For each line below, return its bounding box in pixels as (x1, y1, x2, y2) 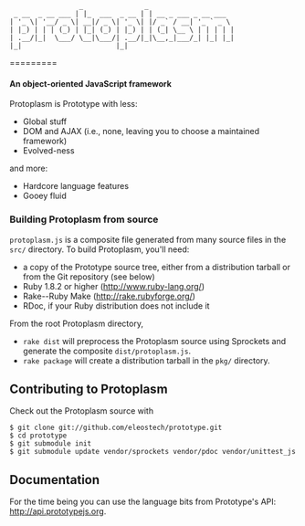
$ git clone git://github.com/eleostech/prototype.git (9, 423, 223, 433)
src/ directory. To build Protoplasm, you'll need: (9, 244, 190, 255)
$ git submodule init (9, 439, 92, 448)
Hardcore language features (22, 181, 130, 192)
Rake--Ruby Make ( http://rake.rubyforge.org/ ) (22, 290, 196, 301)
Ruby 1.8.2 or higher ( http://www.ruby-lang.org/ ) (22, 280, 205, 291)
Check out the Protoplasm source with (9, 405, 153, 416)
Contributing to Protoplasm (9, 381, 168, 396)
